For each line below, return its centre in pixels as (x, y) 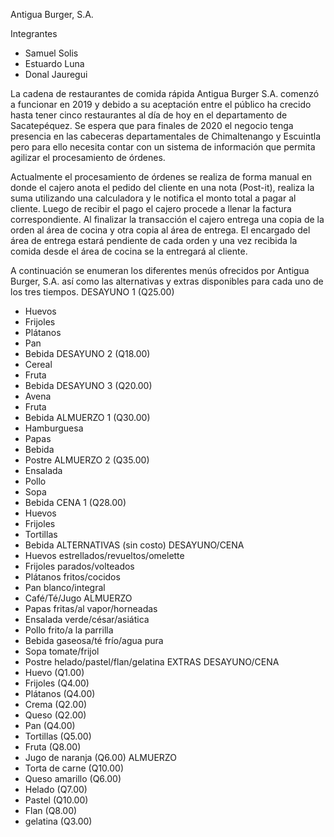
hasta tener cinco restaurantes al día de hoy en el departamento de (149, 115)
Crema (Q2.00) (56, 704)
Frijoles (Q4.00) (57, 683)
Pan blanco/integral (65, 587)
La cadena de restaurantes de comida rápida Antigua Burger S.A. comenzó (165, 93)
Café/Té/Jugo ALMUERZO (78, 598)
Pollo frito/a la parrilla (69, 630)
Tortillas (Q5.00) (58, 736)
